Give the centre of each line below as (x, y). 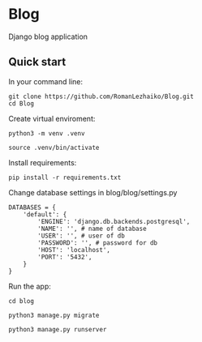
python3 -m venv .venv (47, 133)
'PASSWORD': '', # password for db (98, 243)
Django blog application (48, 36)
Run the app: (30, 286)
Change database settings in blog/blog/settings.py (93, 192)
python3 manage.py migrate (54, 315)
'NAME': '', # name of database (92, 229)
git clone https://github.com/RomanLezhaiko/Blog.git (101, 96)
